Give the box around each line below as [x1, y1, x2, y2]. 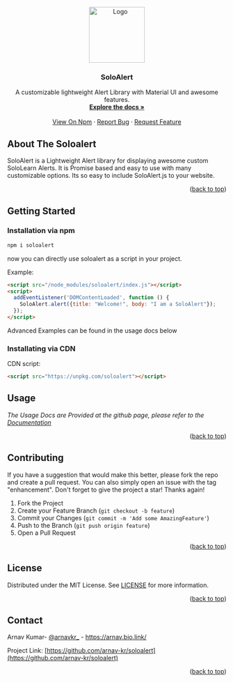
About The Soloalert [7, 138, 97, 150]
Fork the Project [17, 499, 64, 507]
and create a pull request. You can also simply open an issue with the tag [7, 478, 217, 486]
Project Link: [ [7, 646, 47, 655]
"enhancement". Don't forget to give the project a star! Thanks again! [7, 485, 205, 494]
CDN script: [7, 360, 41, 368]
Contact [7, 614, 43, 626]
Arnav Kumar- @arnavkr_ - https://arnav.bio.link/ [7, 633, 147, 642]
